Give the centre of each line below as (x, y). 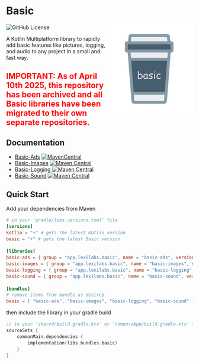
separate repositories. (48, 123)
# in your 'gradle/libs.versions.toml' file (62, 220)
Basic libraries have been (54, 104)
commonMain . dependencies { (50, 336)
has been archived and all (54, 95)
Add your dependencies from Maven (51, 208)
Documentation (36, 142)
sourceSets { (22, 331)
